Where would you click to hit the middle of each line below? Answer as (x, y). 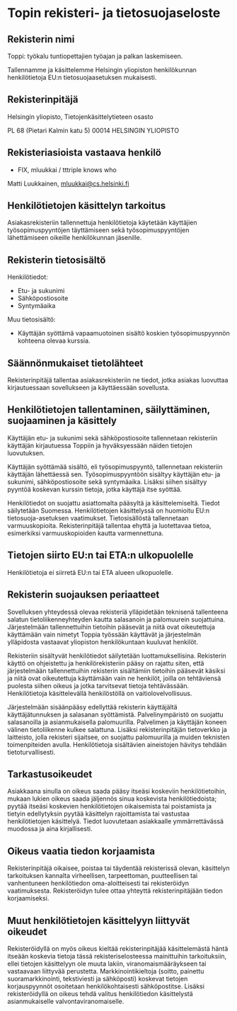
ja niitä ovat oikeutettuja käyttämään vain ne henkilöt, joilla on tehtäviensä (114, 678)
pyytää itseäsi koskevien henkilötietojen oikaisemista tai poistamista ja (110, 806)
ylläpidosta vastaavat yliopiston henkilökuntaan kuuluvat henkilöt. (103, 641)
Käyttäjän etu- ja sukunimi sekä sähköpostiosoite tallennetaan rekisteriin (112, 438)
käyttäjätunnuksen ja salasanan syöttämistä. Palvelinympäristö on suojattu (116, 714)
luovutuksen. (26, 453)
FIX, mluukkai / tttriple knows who (67, 170)
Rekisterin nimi (41, 39)
